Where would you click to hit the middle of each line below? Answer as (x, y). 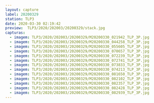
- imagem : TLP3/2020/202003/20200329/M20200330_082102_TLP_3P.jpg (79, 79)
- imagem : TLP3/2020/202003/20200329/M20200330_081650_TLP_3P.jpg (79, 74)
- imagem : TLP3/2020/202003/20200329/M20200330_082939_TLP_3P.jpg (79, 93)
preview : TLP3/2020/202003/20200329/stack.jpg (55, 28)
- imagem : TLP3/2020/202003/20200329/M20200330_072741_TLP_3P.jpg (79, 60)
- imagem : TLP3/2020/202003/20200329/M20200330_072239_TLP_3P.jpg (79, 56)
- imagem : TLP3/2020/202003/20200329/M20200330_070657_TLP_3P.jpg (79, 51)
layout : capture (22, 10)
